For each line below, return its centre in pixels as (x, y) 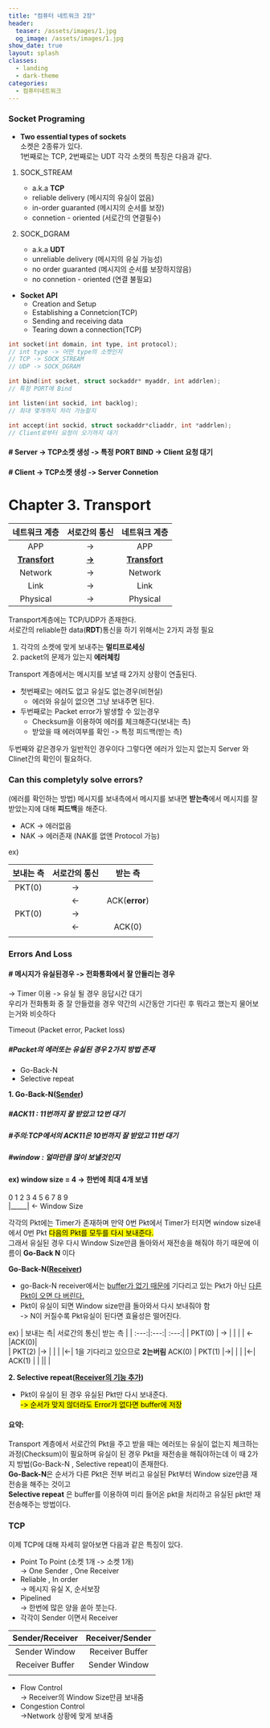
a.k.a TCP (48, 188)
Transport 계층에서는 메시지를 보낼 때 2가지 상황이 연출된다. (102, 674)
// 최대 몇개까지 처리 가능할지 (52, 411)
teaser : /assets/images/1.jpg (66, 31)
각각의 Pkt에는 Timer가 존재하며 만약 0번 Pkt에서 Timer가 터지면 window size (131, 1223)
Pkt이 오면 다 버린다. (52, 1296)
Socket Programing (47, 119)
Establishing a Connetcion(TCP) (85, 312)
